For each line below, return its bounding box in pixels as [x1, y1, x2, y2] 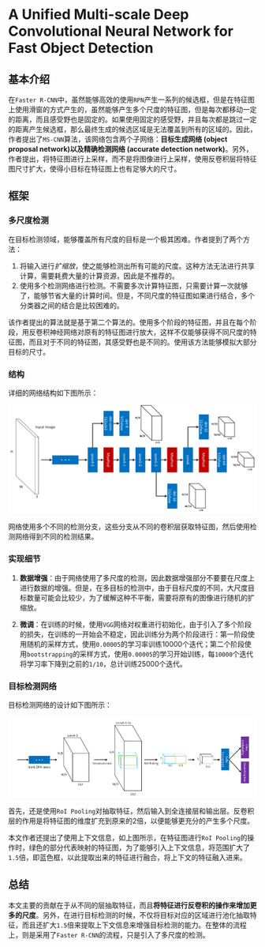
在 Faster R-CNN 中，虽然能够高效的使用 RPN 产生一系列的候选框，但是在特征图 [8, 95, 255, 104]
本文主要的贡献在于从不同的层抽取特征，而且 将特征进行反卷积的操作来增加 [8, 900, 250, 910]
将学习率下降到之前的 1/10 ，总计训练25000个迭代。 [19, 659, 187, 668]
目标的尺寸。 [8, 347, 50, 356]
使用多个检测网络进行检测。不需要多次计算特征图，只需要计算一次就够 [19, 280, 248, 290]
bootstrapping [26, 650, 73, 659]
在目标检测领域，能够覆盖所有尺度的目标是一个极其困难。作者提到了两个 [8, 235, 243, 244]
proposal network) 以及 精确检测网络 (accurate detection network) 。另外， [8, 145, 253, 153]
